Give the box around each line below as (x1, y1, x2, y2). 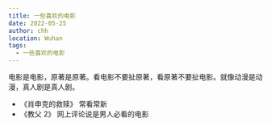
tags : (8, 42, 27, 50)
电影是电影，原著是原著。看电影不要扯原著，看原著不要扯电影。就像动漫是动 (8, 72, 263, 81)
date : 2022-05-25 (8, 19, 67, 27)
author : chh (8, 26, 48, 35)
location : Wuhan (8, 34, 63, 43)
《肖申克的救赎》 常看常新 (19, 100, 107, 108)
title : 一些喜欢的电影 (8, 11, 77, 20)
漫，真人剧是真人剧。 (8, 82, 79, 91)
